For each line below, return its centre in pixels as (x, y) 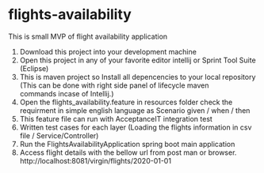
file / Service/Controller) (59, 135)
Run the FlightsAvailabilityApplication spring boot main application (127, 144)
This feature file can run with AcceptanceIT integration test (116, 118)
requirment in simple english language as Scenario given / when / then (135, 110)
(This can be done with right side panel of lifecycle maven (114, 85)
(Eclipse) (34, 68)
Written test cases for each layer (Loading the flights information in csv (136, 127)
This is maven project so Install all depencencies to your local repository (138, 77)
